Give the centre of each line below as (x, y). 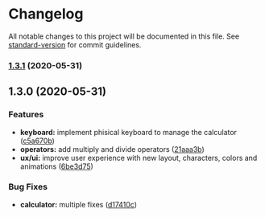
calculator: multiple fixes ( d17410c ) (78, 204)
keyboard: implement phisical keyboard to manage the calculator (128, 132)
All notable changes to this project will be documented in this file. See (124, 36)
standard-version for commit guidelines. (75, 44)
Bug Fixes (28, 187)
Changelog (46, 14)
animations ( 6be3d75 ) (57, 166)
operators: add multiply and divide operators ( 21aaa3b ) (112, 149)
